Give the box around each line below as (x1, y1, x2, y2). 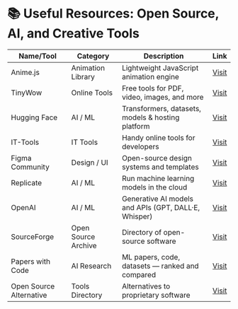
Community (11, 162, 50, 172)
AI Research (71, 261, 112, 271)
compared (121, 269, 157, 279)
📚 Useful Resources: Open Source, (7, 6, 220, 22)
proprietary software (121, 290, 191, 300)
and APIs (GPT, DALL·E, (121, 202, 200, 212)
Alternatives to (121, 281, 171, 291)
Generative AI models (121, 194, 193, 204)
